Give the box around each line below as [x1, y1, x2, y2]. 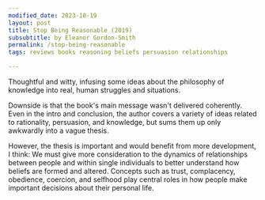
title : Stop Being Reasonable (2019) [8, 26, 133, 34]
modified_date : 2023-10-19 [8, 11, 97, 20]
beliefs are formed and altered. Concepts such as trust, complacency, [8, 167, 236, 175]
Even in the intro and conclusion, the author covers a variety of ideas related [8, 109, 257, 119]
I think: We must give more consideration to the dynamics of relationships [8, 149, 248, 159]
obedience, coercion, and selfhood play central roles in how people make [8, 175, 248, 184]
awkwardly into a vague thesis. [8, 126, 109, 135]
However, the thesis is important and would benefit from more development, [8, 142, 257, 150]
